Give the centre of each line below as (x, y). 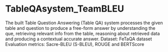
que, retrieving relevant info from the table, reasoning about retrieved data (83, 33)
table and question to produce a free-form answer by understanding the (80, 28)
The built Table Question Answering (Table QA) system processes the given (84, 23)
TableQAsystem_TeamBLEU (65, 9)
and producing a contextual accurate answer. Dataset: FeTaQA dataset (79, 39)
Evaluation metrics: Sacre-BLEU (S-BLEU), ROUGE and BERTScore (75, 44)
